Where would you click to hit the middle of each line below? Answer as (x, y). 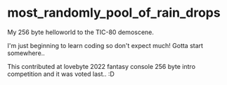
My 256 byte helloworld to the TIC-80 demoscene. (81, 32)
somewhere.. (26, 53)
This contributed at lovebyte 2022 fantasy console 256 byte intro (101, 66)
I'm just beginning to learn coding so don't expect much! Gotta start (105, 45)
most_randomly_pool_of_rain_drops (114, 13)
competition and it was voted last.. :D (61, 74)
